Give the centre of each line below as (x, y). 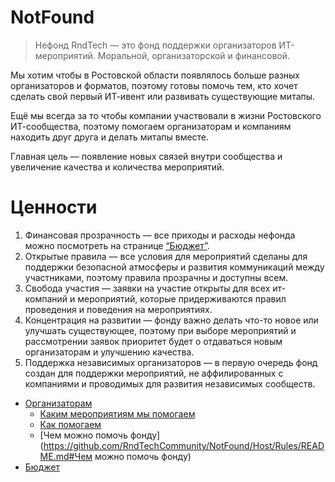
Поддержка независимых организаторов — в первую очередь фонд (171, 362)
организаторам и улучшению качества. (109, 352)
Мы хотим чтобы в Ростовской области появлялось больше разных (155, 75)
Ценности (54, 207)
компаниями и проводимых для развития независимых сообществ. (170, 383)
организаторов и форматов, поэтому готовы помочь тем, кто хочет (154, 85)
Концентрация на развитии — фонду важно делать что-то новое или (171, 320)
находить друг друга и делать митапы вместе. (110, 137)
